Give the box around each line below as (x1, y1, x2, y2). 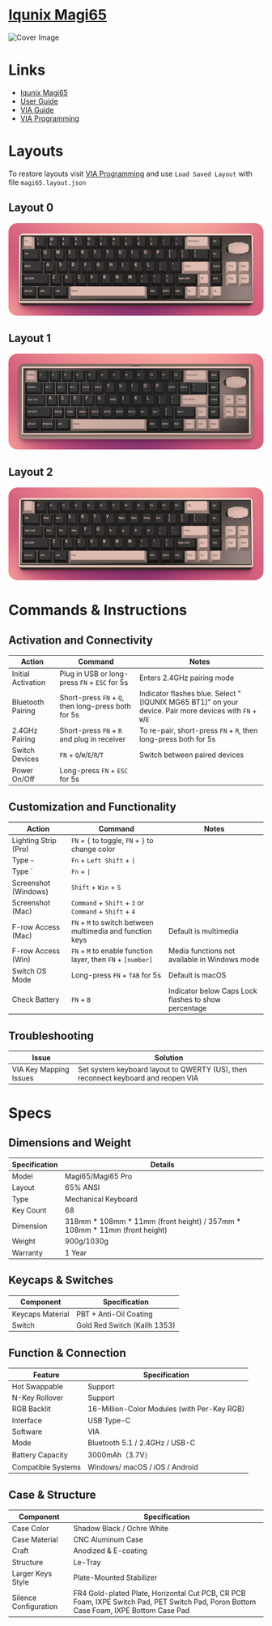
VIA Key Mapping (11, 1064, 70, 1074)
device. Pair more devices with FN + (138, 705, 257, 715)
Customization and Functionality (8, 800, 176, 814)
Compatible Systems (11, 1461, 81, 1472)
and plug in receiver (59, 734, 126, 744)
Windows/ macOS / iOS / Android (87, 1461, 198, 1472)
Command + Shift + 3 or (71, 897, 144, 907)
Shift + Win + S (71, 882, 121, 892)
